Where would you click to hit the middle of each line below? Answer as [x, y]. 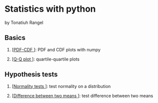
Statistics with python [50, 9]
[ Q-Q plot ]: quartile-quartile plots [45, 59]
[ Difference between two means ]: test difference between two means [82, 96]
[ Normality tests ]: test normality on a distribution [61, 86]
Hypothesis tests [31, 74]
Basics [15, 38]
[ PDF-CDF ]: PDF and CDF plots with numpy [56, 49]
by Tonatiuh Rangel [24, 22]
